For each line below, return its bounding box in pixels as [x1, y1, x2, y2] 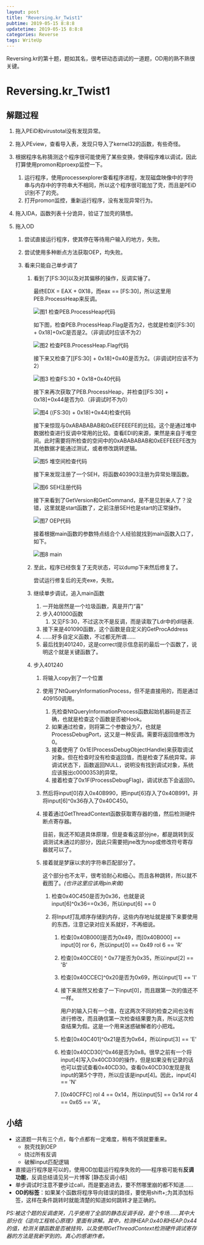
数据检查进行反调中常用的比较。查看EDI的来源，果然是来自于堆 [33, 430, 192, 436]
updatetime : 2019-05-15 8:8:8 [6, 26, 83, 32]
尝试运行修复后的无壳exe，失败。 [33, 577, 118, 583]
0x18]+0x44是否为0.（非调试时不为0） [33, 396, 131, 403]
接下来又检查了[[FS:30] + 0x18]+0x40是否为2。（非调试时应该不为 [33, 355, 199, 362]
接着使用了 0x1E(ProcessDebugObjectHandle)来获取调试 [51, 746, 194, 753]
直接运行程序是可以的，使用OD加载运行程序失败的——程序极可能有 [15, 1166, 184, 1173]
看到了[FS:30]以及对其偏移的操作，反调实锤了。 [33, 275, 154, 281]
